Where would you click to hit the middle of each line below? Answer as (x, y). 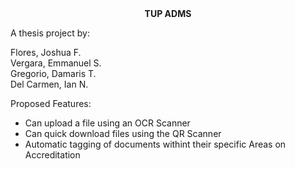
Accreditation (52, 155)
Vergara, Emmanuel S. (56, 63)
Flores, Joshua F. (46, 52)
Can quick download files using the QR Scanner (123, 133)
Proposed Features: (51, 103)
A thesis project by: (50, 33)
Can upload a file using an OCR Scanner (107, 123)
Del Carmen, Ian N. (49, 84)
